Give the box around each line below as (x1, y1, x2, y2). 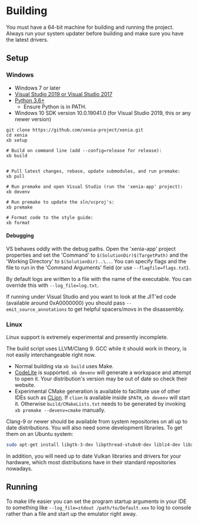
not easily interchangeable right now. (6, 352, 96, 359)
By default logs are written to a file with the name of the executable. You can (6, 275, 192, 282)
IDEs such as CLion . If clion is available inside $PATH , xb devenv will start (14, 394, 190, 401)
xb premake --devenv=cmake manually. (14, 406, 106, 413)
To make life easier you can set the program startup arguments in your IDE (6, 498, 187, 505)
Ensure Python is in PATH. (23, 103, 87, 110)
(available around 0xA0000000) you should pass (6, 299, 126, 306)
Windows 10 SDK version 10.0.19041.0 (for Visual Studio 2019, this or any (14, 109, 192, 116)
